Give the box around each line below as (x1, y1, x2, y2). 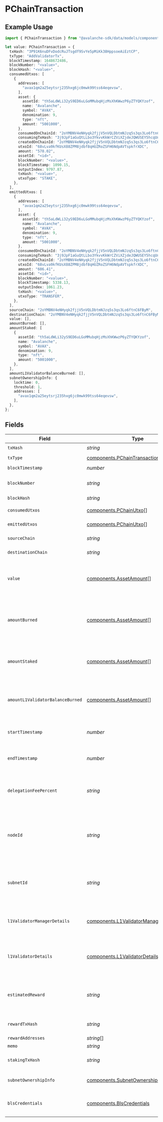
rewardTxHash (7, 1021, 38, 1027)
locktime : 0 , (14, 380, 40, 385)
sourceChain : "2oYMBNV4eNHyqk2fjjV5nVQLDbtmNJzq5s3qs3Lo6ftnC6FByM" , (9, 307, 153, 313)
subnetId (7, 880, 28, 886)
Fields (5, 421, 24, 429)
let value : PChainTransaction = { (5, 44, 75, 49)
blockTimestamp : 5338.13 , (17, 280, 70, 285)
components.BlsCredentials (86, 1100, 150, 1106)
